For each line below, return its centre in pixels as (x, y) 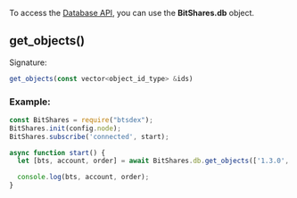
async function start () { (57, 153)
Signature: (28, 62)
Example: (30, 102)
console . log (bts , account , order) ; (83, 177)
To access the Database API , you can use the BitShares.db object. (132, 13)
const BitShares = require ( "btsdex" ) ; (81, 120)
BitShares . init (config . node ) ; (66, 128)
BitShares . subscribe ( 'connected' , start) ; (89, 136)
